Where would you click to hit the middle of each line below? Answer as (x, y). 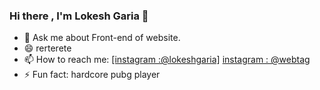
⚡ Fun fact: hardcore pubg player (92, 75)
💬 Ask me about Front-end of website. (102, 38)
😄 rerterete (47, 48)
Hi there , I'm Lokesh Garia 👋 (79, 16)
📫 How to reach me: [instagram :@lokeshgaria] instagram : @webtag (167, 60)
